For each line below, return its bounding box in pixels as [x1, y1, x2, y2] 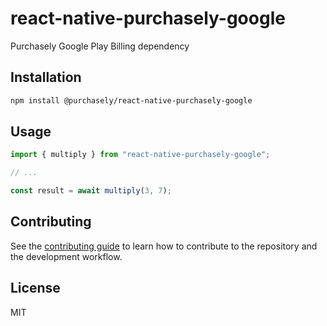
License [10, 280, 61, 297]
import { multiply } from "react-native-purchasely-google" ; [10, 150, 271, 160]
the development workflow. [10, 250, 123, 262]
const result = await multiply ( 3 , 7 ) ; [10, 186, 172, 196]
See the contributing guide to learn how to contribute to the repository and [10, 240, 318, 252]
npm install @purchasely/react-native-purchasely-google [10, 95, 253, 106]
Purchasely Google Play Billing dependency [10, 40, 190, 52]
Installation [10, 69, 82, 86]
